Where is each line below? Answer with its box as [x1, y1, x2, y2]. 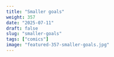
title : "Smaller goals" [6, 8, 65, 15]
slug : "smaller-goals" [6, 31, 62, 37]
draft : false [6, 25, 38, 31]
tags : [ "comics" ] [6, 36, 49, 42]
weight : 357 [6, 14, 35, 20]
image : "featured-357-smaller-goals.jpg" [6, 42, 110, 48]
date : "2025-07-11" [6, 20, 54, 26]
